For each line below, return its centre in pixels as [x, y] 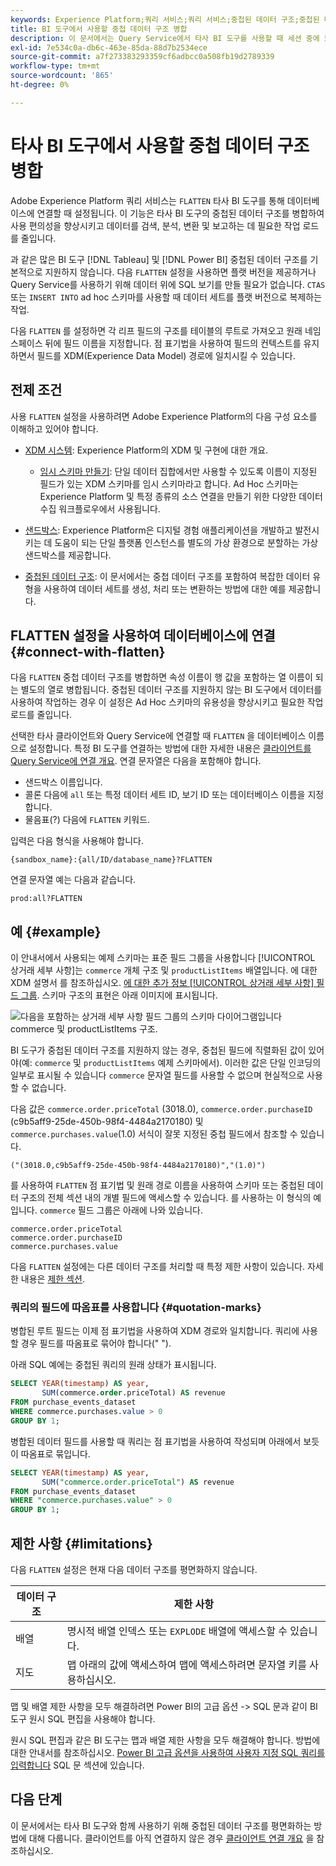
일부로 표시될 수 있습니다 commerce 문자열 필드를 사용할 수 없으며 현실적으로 [157, 1075]
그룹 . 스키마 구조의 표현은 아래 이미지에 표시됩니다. [119, 995]
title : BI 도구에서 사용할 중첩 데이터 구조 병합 [99, 29]
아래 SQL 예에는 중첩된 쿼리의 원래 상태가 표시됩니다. [113, 1365]
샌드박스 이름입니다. [63, 782]
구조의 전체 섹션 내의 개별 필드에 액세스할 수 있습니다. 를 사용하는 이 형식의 [166, 1198]
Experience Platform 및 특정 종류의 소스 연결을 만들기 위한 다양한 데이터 [181, 496]
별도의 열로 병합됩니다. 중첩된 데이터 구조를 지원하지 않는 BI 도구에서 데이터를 [171, 690]
